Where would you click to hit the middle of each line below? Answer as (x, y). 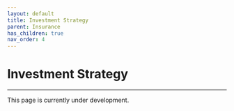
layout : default (31, 14)
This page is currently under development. (68, 100)
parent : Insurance (34, 27)
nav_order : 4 (26, 40)
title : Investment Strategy (48, 20)
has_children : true (36, 33)
